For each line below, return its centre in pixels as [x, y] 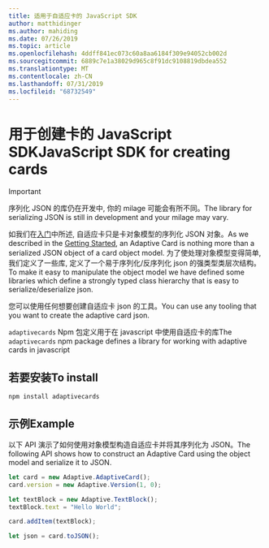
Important [25, 192]
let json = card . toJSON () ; [54, 537]
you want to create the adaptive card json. [79, 315]
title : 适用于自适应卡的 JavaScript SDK [73, 16]
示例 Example [41, 423]
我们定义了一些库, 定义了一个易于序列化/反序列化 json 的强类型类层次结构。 [135, 263]
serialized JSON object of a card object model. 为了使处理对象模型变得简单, [135, 253]
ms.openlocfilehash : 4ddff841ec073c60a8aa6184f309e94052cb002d [118, 54]
